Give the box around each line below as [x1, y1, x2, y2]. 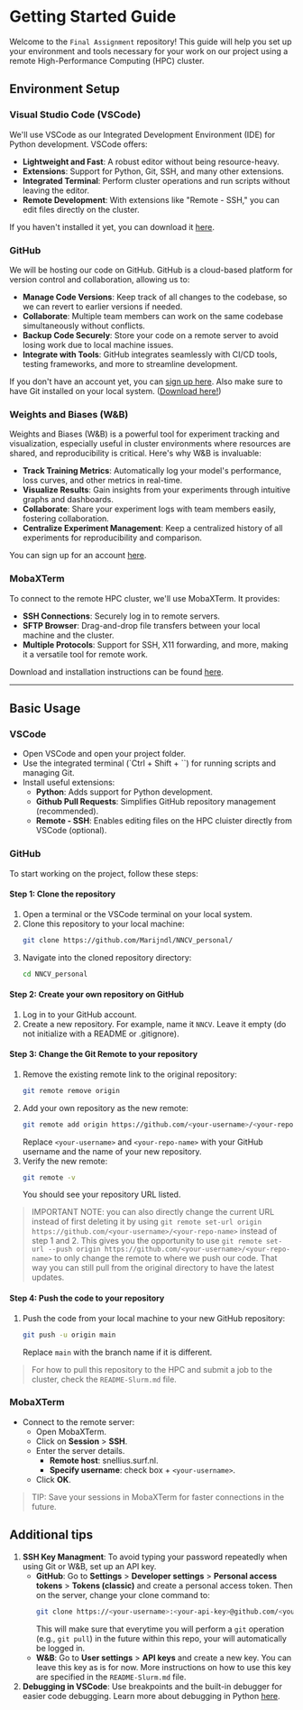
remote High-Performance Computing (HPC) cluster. [9, 55, 205, 66]
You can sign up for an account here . [9, 550, 147, 561]
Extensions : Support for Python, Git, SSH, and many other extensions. [22, 165, 284, 177]
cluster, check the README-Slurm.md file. [31, 1374, 178, 1384]
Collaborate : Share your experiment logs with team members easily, [22, 503, 277, 515]
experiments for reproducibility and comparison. [22, 532, 203, 543]
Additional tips [9, 1527, 93, 1543]
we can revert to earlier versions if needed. [22, 300, 183, 312]
